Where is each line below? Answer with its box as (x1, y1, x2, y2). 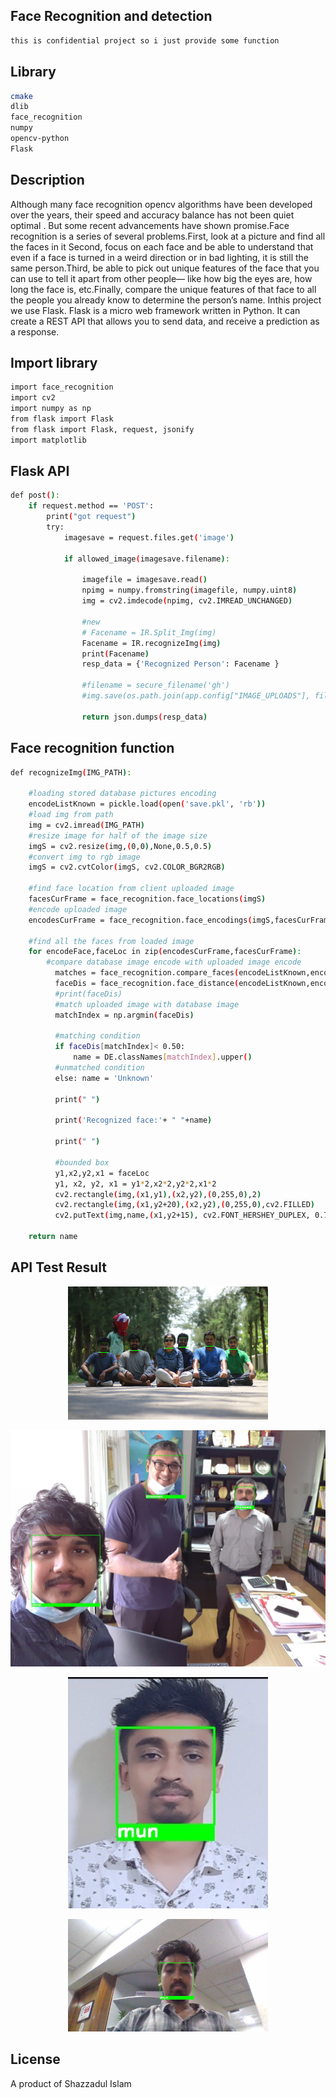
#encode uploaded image (28, 904, 128, 914)
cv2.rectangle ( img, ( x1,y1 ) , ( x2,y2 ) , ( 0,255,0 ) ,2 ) (54, 1189, 262, 1199)
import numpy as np (10, 404, 92, 414)
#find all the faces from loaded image (28, 936, 195, 946)
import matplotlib (10, 435, 87, 445)
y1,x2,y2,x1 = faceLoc (54, 1168, 150, 1178)
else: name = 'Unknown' (54, 1073, 155, 1083)
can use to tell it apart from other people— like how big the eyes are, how (10, 272, 313, 284)
